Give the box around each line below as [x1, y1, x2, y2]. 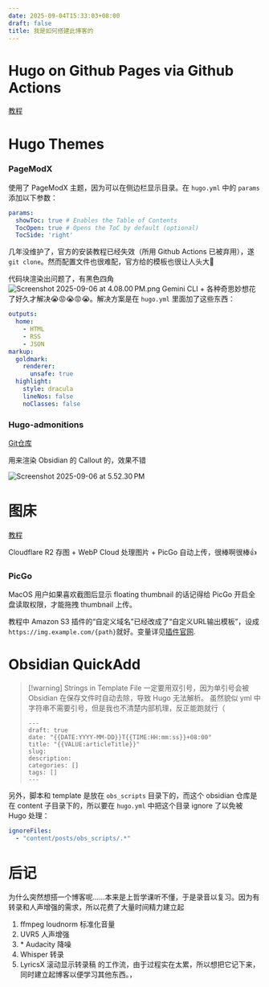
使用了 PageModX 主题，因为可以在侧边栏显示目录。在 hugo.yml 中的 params [8, 183, 260, 192]
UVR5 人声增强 [19, 929, 70, 939]
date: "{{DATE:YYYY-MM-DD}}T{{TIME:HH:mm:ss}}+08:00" [27, 734, 212, 742]
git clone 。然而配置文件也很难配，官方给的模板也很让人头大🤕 [8, 257, 214, 266]
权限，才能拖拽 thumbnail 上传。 [29, 600, 137, 610]
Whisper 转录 [19, 949, 64, 959]
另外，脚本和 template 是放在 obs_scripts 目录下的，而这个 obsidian [8, 791, 234, 800]
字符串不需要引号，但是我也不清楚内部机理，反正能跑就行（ [27, 703, 226, 713]
